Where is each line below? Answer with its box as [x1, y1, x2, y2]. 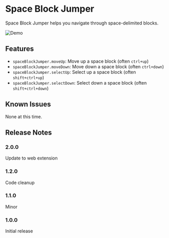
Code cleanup [5, 179, 35, 186]
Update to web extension [5, 155, 58, 161]
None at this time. [5, 113, 42, 120]
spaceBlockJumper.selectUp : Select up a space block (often [12, 69, 136, 75]
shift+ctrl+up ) [12, 74, 44, 81]
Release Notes [5, 128, 52, 137]
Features [5, 44, 34, 54]
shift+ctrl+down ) [12, 85, 49, 91]
